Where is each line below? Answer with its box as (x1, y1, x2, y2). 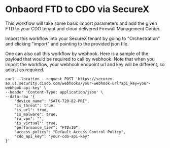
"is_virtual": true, (14, 120, 58, 126)
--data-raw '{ (5, 94, 36, 99)
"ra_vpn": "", (14, 116, 44, 121)
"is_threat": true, (14, 103, 56, 108)
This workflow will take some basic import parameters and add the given (5, 20, 157, 26)
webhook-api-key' (5, 85, 42, 90)
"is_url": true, (14, 107, 49, 112)
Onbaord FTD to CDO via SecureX (5, 4, 150, 15)
